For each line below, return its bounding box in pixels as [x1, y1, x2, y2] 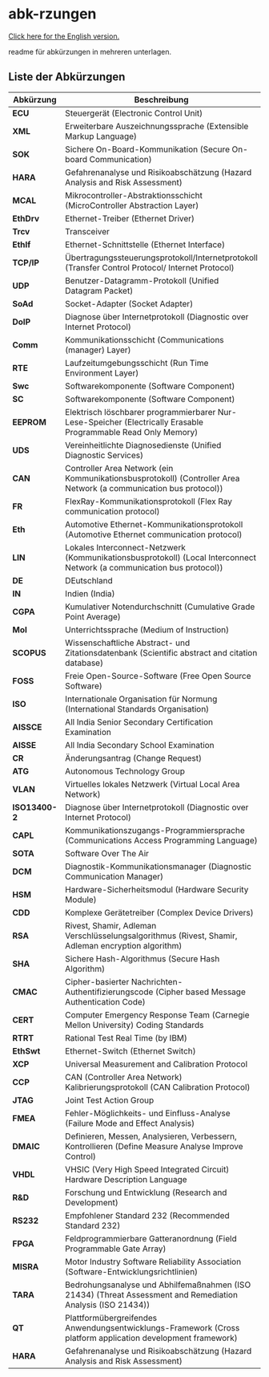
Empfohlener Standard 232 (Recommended [65, 1209, 230, 1221]
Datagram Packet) [65, 285, 134, 296]
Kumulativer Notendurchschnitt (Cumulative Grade [65, 601, 255, 612]
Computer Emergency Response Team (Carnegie [65, 1009, 250, 1020]
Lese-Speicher [65, 416, 122, 428]
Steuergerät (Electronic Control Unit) [65, 108, 203, 119]
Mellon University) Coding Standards [65, 1019, 204, 1030]
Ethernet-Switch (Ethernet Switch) [65, 1045, 196, 1056]
